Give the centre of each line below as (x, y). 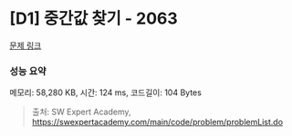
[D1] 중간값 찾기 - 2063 (94, 19)
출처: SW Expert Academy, (81, 112)
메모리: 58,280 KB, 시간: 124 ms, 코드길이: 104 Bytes (106, 92)
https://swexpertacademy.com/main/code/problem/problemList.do (157, 122)
